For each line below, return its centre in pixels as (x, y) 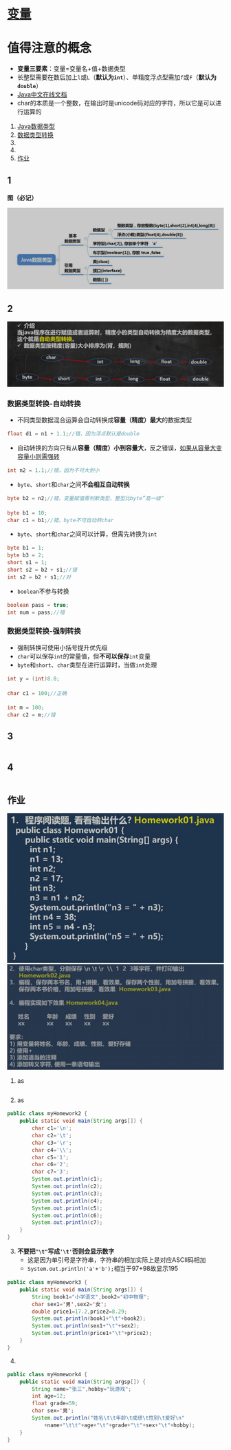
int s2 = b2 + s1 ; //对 (39, 577)
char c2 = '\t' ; (52, 1135)
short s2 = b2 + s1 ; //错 (42, 570)
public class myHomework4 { (47, 1374)
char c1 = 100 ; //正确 (37, 693)
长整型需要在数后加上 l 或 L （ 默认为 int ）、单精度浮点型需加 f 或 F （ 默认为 (117, 77)
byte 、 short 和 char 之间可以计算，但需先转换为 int (87, 534)
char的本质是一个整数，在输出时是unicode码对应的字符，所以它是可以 (116, 103)
